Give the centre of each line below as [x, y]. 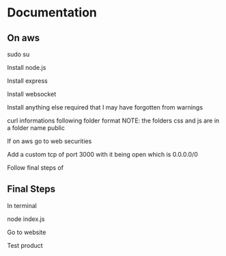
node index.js [26, 219]
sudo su [18, 54]
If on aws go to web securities [50, 141]
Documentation [52, 13]
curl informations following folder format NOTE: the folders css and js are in [113, 120]
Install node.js [27, 67]
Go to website [27, 232]
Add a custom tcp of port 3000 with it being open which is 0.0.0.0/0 [102, 154]
